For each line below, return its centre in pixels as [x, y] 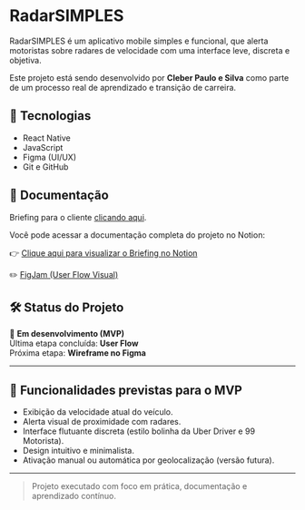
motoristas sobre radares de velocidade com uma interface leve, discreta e [150, 50]
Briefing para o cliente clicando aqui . [78, 217]
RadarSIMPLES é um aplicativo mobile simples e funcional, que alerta [139, 41]
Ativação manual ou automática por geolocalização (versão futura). [148, 460]
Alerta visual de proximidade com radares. [102, 422]
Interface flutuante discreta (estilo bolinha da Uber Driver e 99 [139, 431]
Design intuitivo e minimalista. [78, 451]
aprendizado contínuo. [74, 496]
